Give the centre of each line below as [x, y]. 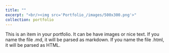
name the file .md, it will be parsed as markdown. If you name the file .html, [85, 40]
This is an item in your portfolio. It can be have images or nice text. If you [82, 34]
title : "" [16, 10]
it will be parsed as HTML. [33, 45]
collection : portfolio [30, 20]
